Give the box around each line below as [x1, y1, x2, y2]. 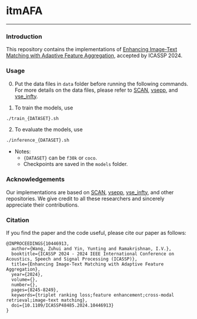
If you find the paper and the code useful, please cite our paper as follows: [6, 229, 186, 236]
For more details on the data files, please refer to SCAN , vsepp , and [14, 87, 178, 94]
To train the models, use [14, 104, 73, 111]
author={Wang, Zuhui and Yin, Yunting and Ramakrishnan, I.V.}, [11, 245, 172, 251]
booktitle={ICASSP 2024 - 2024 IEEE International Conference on [11, 251, 175, 257]
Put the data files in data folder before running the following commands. [14, 80, 189, 87]
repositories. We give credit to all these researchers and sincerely [6, 195, 165, 202]
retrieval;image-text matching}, [6, 297, 88, 303]
